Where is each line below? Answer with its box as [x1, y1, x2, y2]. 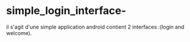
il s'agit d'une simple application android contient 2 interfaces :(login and [6, 23, 185, 30]
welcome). [6, 29, 32, 36]
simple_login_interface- [6, 4, 126, 17]
